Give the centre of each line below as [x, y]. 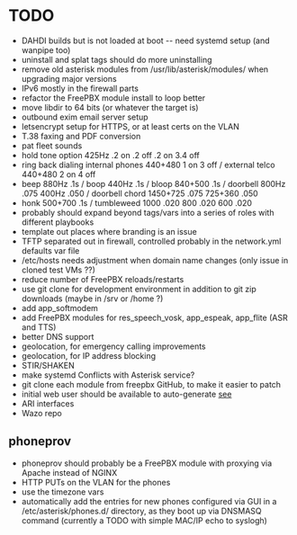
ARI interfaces [48, 403]
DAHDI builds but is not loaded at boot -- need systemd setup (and [146, 40]
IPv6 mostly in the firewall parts [80, 88]
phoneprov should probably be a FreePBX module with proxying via [147, 463]
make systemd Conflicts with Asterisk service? [108, 375]
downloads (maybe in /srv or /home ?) [92, 299]
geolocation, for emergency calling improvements [113, 346]
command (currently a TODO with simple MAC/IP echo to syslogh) [144, 520]
